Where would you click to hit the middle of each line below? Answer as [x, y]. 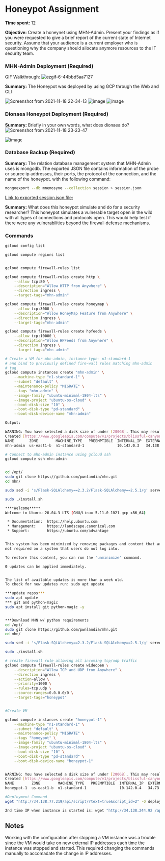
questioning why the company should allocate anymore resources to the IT [81, 48]
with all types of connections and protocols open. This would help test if [78, 217]
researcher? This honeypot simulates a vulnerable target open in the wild [79, 212]
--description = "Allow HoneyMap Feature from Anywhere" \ [73, 313]
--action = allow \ [32, 679]
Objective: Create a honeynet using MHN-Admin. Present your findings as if [82, 32]
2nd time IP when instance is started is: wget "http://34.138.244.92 [79, 810]
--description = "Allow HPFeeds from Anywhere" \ [63, 341]
